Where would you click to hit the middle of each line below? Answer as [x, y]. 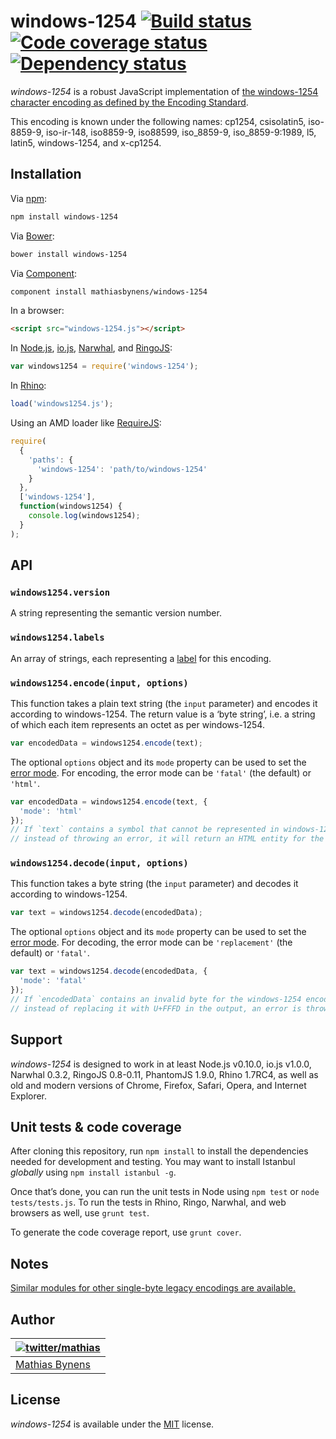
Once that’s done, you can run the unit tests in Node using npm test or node [165, 1192]
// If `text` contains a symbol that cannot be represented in [145, 830]
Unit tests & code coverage [96, 1126]
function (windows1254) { [71, 506]
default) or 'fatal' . [50, 953]
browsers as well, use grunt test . [80, 1213]
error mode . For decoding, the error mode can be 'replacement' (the [151, 942]
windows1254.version [60, 592]
